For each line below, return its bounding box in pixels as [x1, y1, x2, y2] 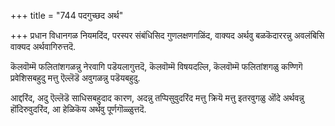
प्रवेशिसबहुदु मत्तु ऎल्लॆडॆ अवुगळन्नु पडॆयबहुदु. [10, 72, 141, 84]
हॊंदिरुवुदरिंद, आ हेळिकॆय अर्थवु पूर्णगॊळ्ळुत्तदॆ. [10, 103, 147, 115]
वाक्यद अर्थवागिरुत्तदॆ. [10, 41, 76, 52]
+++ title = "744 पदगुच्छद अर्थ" [10, 10, 124, 21]
